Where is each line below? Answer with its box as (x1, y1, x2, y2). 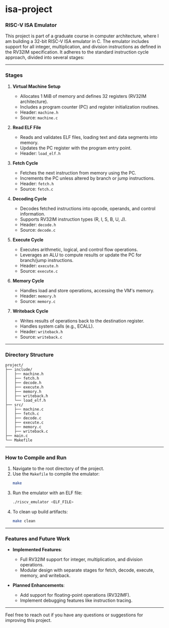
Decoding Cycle (12, 195, 47, 201)
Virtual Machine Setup (12, 83, 61, 89)
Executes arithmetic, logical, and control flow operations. (20, 246, 138, 252)
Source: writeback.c (20, 334, 63, 340)
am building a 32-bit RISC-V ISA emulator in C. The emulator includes (5, 38, 149, 44)
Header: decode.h (20, 221, 56, 228)
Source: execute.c (20, 268, 58, 274)
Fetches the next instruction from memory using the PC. (20, 170, 137, 176)
